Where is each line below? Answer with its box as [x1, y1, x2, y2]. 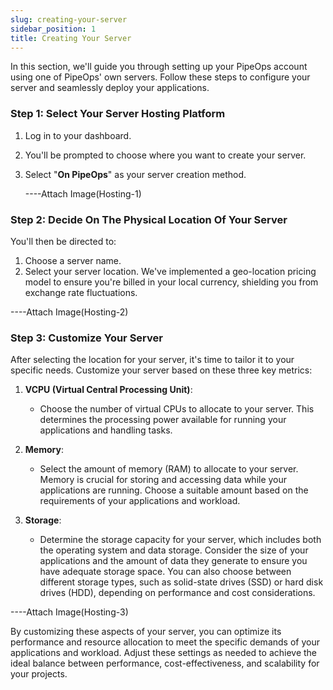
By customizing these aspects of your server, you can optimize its [10, 626, 282, 638]
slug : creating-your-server [10, 14, 128, 25]
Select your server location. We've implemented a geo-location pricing [24, 265, 317, 277]
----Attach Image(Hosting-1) [24, 187, 142, 200]
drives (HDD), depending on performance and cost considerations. [39, 587, 316, 599]
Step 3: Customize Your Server [10, 331, 163, 345]
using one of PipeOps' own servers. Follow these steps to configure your [10, 71, 311, 83]
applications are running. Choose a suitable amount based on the [39, 484, 309, 496]
